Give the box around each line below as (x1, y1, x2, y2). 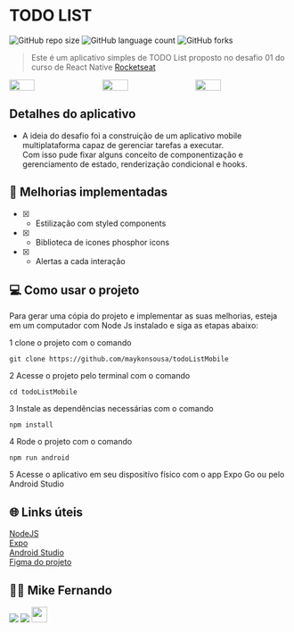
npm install (9, 420, 53, 429)
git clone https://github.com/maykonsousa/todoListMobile (9, 354, 229, 364)
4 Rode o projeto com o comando (9, 437, 133, 447)
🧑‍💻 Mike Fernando (9, 582, 113, 598)
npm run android (9, 453, 69, 462)
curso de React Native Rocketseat (30, 62, 156, 72)
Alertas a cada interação (35, 255, 127, 266)
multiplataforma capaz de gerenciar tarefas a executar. (21, 139, 225, 150)
